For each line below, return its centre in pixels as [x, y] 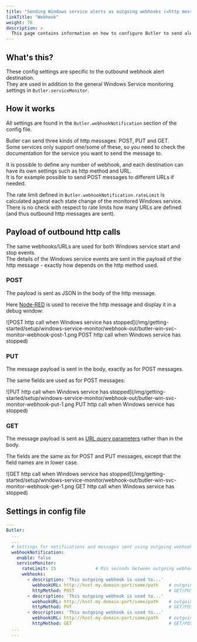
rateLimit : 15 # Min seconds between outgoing [98, 569]
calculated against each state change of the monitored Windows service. [94, 201]
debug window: [25, 310]
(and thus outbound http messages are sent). [61, 213]
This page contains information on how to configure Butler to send [97, 34]
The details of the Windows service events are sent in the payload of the [94, 259]
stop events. [21, 252]
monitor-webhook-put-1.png [40, 405]
